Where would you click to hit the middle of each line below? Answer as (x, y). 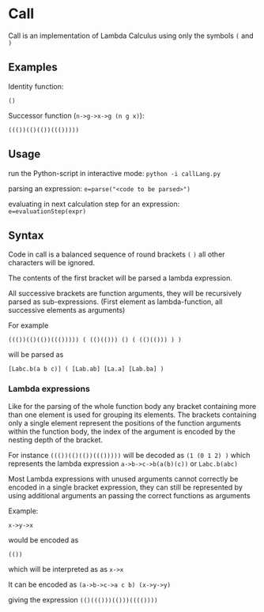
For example (28, 325)
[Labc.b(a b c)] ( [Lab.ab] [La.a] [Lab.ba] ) (86, 369)
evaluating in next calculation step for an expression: (94, 204)
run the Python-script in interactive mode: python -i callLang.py (115, 173)
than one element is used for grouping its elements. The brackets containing (132, 415)
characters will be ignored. (52, 263)
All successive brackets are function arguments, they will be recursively (125, 294)
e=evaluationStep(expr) (47, 211)
